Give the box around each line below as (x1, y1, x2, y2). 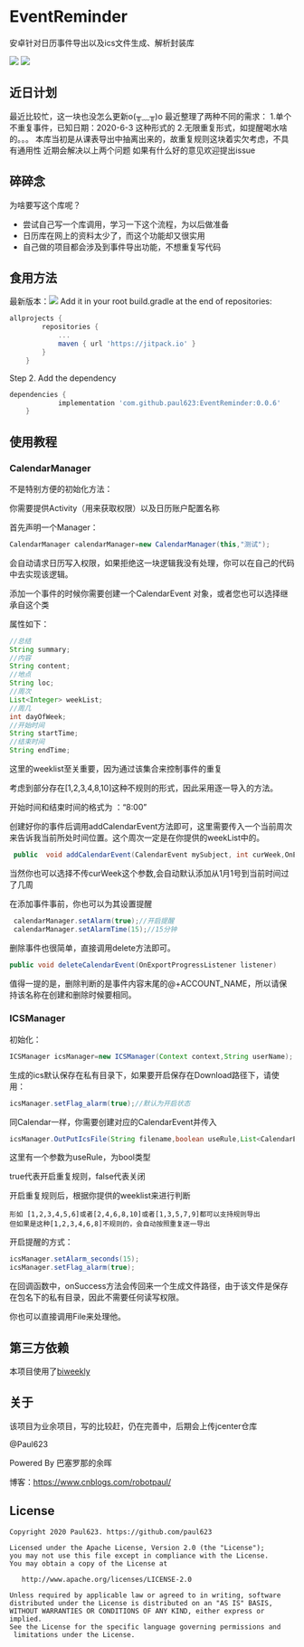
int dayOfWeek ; (9, 712, 67, 721)
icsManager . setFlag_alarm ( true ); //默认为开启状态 (9, 1099, 191, 1108)
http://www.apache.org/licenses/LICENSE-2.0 (21, 1575, 193, 1584)
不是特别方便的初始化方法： (9, 483, 113, 494)
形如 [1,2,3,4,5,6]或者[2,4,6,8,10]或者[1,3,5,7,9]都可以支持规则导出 (9, 1210, 261, 1219)
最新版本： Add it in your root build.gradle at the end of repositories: (9, 296, 272, 307)
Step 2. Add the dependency (9, 373, 117, 383)
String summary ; (9, 645, 71, 654)
